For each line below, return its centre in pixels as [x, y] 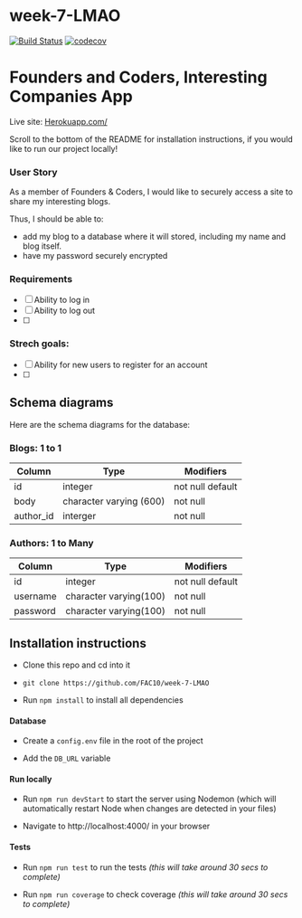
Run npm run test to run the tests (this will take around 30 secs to [145, 867]
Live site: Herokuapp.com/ [59, 121]
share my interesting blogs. [60, 202]
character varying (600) [114, 501]
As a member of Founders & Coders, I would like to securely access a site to [151, 192]
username [35, 596]
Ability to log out [65, 311]
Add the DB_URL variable [66, 758]
